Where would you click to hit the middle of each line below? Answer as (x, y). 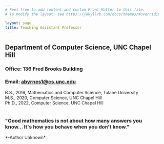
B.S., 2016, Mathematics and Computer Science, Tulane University (72, 92)
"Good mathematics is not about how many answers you (74, 121)
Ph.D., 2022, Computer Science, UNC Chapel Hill (54, 103)
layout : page (18, 23)
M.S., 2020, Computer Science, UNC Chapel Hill (53, 98)
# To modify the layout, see (35, 14)
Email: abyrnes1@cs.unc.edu (41, 82)
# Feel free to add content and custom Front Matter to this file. (75, 10)
